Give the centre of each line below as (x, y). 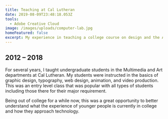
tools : (12, 19)
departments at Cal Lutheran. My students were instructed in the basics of (82, 75)
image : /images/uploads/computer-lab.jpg (49, 28)
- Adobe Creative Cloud (34, 24)
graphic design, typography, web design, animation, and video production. (82, 80)
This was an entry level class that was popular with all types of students (79, 86)
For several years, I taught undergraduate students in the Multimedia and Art (84, 70)
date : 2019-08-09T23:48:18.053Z (39, 14)
